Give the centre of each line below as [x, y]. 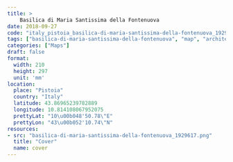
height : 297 [31, 71]
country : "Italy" [38, 97]
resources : [23, 129]
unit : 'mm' [29, 78]
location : [21, 84]
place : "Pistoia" [38, 90]
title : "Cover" [35, 142]
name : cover [31, 148]
